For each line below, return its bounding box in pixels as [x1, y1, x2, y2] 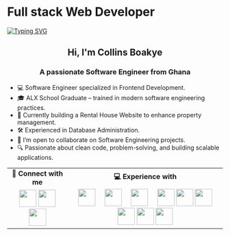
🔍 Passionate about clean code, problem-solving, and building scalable [16, 143, 220, 152]
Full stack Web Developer [7, 4, 155, 20]
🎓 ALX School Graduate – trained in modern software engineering [16, 93, 205, 102]
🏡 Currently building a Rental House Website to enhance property [16, 110, 202, 119]
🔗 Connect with [11, 169, 64, 178]
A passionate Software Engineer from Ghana [39, 67, 191, 77]
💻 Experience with [114, 172, 177, 182]
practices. [16, 104, 46, 112]
